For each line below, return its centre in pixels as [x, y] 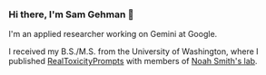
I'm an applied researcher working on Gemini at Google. [113, 34]
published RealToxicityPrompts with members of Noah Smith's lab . [133, 61]
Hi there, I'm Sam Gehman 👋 [71, 14]
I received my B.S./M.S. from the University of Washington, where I [134, 52]
